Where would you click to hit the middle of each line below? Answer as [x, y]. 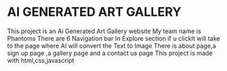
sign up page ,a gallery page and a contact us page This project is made [110, 53]
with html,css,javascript [41, 60]
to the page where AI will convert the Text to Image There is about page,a [111, 45]
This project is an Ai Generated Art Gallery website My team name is [104, 31]
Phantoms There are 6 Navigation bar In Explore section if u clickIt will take [114, 38]
